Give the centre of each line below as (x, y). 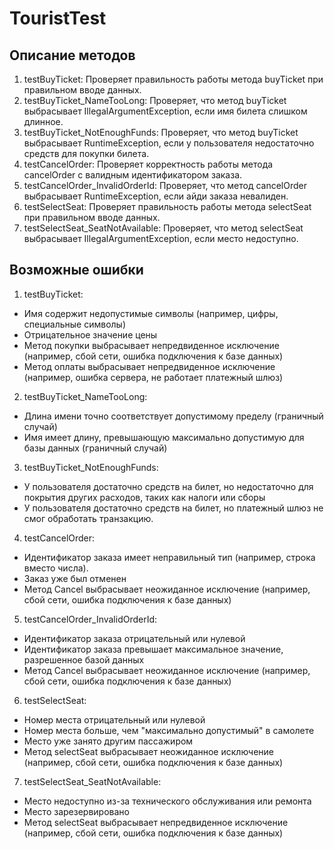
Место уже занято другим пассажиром (108, 741)
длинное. (43, 121)
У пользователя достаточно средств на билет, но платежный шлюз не (173, 508)
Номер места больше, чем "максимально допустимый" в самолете (169, 730)
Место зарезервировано (76, 811)
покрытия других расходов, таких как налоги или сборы (144, 497)
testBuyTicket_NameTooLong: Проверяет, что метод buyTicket (155, 100)
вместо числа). (56, 568)
